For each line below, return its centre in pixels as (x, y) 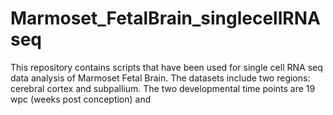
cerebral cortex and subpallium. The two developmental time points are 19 (163, 88)
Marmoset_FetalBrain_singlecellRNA (165, 18)
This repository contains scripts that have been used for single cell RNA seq (166, 67)
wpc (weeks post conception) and (81, 99)
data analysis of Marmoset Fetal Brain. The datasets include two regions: (160, 78)
